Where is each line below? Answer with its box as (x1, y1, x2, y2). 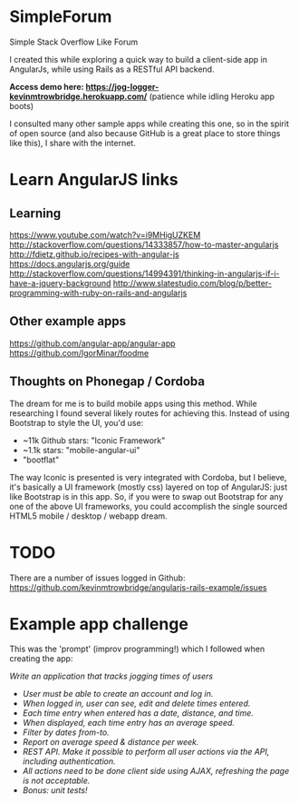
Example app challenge (9, 613, 188, 634)
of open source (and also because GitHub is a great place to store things (9, 127, 281, 138)
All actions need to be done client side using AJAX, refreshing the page (22, 766, 290, 777)
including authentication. (22, 756, 116, 767)
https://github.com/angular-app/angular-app (9, 338, 176, 349)
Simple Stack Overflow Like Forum (9, 36, 139, 47)
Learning (9, 205, 62, 221)
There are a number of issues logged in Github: (9, 572, 186, 583)
